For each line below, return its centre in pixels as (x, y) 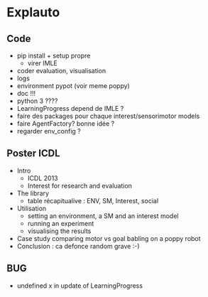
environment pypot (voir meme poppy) (73, 86)
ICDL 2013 (43, 178)
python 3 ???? (37, 101)
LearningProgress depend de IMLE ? (70, 108)
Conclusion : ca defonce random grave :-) (78, 246)
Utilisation (32, 208)
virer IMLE (42, 63)
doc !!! (26, 93)
